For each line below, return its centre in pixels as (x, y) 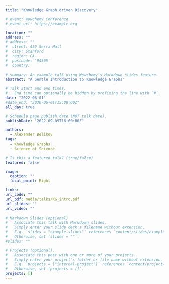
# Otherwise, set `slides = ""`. (43, 237)
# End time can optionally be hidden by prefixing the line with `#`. (83, 93)
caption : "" (22, 176)
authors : (14, 130)
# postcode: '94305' (28, 61)
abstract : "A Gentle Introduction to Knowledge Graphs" (65, 79)
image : (12, 172)
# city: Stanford (24, 51)
